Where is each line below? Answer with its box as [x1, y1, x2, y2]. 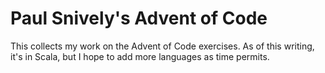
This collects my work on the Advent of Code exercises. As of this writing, [10, 40, 315, 52]
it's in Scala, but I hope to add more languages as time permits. [10, 50, 270, 62]
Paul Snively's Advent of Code [10, 7, 268, 30]
